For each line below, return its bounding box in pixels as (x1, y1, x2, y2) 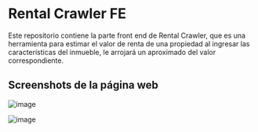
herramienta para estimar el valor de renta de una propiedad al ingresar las (8, 38, 250, 48)
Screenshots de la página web (8, 79, 158, 92)
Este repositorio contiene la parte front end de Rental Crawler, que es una (8, 31, 245, 40)
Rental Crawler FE (8, 5, 127, 23)
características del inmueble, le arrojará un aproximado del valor (8, 47, 216, 57)
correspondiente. (8, 56, 64, 65)
